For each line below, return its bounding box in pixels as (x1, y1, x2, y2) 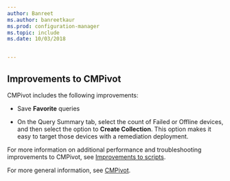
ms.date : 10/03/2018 (7, 36, 67, 43)
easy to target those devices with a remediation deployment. (16, 132, 189, 141)
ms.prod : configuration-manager (7, 23, 100, 29)
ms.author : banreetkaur (7, 16, 76, 23)
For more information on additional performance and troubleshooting (7, 145, 202, 154)
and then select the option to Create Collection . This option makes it (16, 125, 211, 133)
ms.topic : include (7, 29, 60, 36)
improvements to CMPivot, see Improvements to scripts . (7, 152, 166, 161)
